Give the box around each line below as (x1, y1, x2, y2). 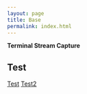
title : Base (7, 16, 41, 23)
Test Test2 (7, 80, 37, 88)
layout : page (7, 10, 45, 17)
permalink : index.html (7, 23, 72, 30)
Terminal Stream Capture (7, 42, 81, 50)
